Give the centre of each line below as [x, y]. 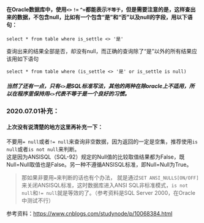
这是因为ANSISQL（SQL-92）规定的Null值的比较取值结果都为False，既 [96, 157]
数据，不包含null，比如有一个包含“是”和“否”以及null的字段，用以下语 [105, 17]
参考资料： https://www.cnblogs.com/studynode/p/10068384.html [89, 214]
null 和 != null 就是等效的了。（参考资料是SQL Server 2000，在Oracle [108, 193]
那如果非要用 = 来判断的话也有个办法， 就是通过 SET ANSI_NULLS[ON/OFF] [110, 178]
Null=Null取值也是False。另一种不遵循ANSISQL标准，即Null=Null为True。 [99, 165]
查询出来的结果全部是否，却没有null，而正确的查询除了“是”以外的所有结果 [99, 51]
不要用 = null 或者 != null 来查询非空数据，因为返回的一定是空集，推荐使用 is [102, 142]
